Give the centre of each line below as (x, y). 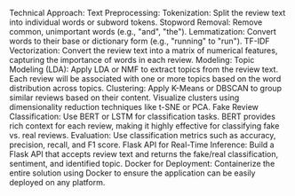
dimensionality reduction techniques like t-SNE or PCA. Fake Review (134, 107)
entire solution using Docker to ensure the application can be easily (132, 173)
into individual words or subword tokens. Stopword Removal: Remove (136, 22)
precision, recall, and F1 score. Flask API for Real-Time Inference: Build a (142, 145)
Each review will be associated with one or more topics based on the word (145, 78)
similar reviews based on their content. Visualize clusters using (124, 98)
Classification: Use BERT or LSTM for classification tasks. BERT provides (142, 116)
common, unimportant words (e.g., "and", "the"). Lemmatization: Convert (143, 31)
